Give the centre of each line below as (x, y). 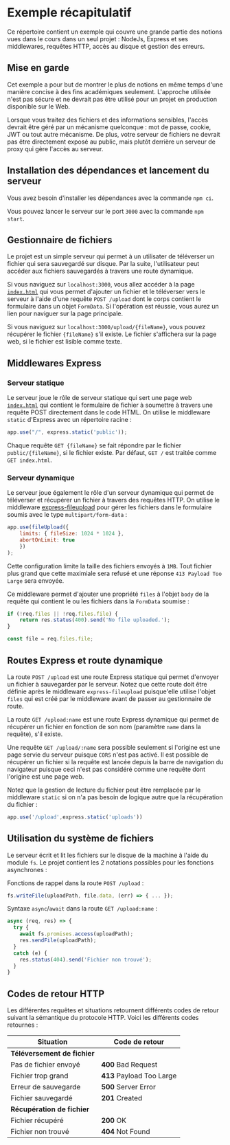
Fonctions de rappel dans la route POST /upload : (76, 883)
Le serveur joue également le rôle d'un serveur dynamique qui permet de (111, 493)
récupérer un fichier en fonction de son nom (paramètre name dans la (104, 726)
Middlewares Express (54, 363)
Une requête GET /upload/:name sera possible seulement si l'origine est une (114, 747)
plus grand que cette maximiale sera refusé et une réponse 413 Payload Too (114, 573)
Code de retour (139, 1042)
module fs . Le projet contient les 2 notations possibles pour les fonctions (111, 862)
